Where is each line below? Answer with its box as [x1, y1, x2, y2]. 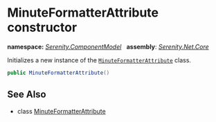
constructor [7, 19, 78, 35]
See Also [7, 89, 46, 101]
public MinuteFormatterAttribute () [7, 69, 110, 76]
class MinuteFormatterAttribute [17, 107, 106, 115]
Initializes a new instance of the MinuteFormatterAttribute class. [7, 55, 192, 64]
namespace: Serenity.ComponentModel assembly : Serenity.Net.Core [7, 42, 209, 51]
